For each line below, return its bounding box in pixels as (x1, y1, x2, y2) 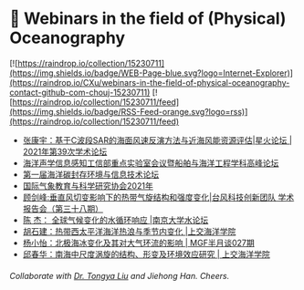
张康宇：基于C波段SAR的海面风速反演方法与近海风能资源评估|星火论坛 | (22, 134, 292, 145)
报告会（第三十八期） (22, 202, 103, 213)
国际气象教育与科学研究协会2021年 (22, 180, 153, 191)
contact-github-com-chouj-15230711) (9, 87, 151, 98)
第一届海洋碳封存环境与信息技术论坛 (22, 169, 160, 180)
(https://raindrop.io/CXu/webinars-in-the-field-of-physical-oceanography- (9, 77, 290, 88)
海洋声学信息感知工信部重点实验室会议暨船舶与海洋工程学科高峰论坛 (22, 157, 279, 168)
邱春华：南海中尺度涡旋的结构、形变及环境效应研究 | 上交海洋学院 (22, 248, 271, 259)
